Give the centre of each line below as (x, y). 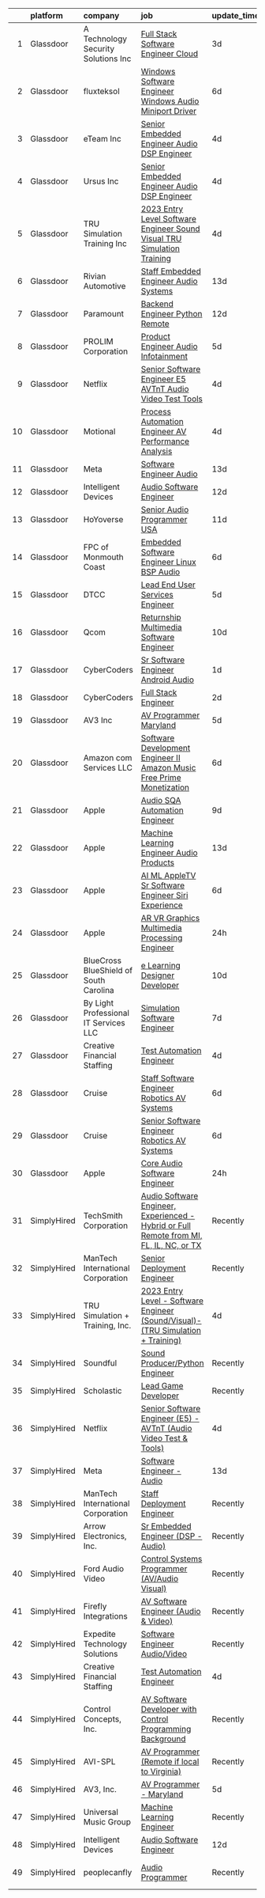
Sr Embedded (166, 1526)
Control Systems (172, 1559)
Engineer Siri (164, 895)
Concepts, (103, 1719)
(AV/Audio (160, 1579)
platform (47, 15)
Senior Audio (165, 510)
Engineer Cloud (170, 53)
